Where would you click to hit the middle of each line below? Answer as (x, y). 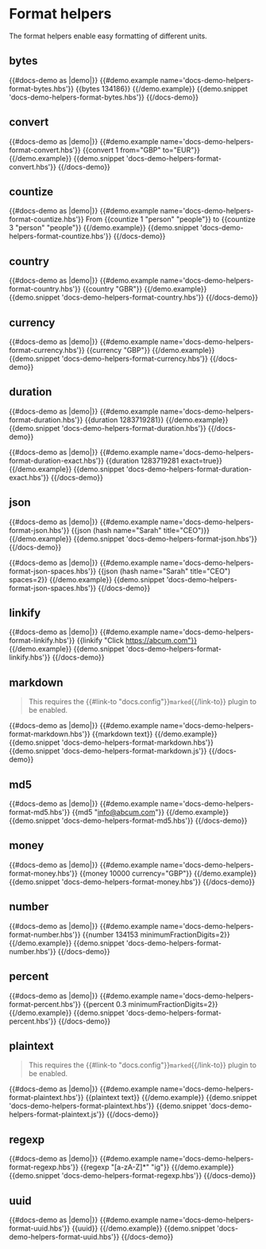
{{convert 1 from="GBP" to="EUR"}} (142, 150)
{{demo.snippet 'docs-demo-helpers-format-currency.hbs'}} (109, 358)
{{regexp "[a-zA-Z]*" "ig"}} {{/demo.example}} (157, 1167)
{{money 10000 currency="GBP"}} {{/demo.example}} (168, 873)
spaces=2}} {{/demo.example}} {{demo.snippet (87, 579)
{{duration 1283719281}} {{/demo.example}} (156, 420)
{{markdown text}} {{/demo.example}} (154, 734)
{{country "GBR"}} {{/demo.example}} (145, 289)
